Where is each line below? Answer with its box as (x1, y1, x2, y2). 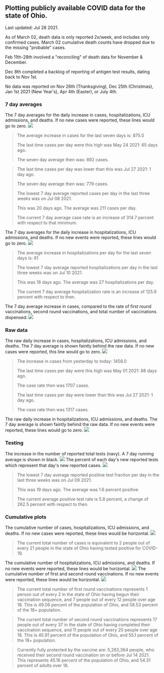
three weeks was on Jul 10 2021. (17, 270, 83, 276)
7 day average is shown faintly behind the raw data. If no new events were (5, 422, 155, 427)
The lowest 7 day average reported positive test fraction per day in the (17, 472, 160, 477)
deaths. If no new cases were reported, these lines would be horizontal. (5, 530, 150, 536)
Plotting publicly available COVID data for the (5, 4, 146, 12)
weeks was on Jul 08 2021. (17, 196, 72, 201)
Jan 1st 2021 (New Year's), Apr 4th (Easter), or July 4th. (5, 88, 117, 95)
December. (5, 59, 27, 65)
